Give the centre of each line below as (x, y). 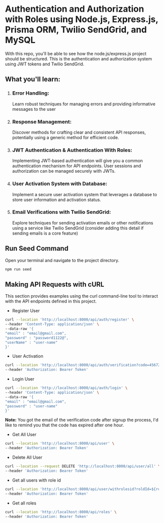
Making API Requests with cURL (55, 284)
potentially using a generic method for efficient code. (66, 137)
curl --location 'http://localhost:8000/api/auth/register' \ (70, 320)
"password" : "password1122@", (37, 338)
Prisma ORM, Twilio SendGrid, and (76, 30)
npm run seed (18, 269)
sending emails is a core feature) (45, 233)
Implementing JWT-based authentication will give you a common (77, 161)
